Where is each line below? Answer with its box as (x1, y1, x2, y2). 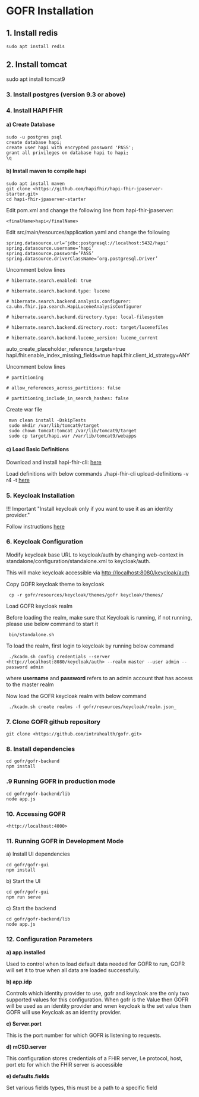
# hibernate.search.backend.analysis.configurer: (6, 298, 132, 304)
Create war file (6, 406, 43, 413)
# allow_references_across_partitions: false (6, 385, 121, 391)
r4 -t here (6, 477, 30, 484)
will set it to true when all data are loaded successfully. (6, 966, 141, 973)
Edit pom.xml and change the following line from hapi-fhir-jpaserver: (6, 207, 174, 214)
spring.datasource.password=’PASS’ (6, 251, 94, 257)
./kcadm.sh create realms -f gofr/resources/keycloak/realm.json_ (8, 703, 177, 710)
